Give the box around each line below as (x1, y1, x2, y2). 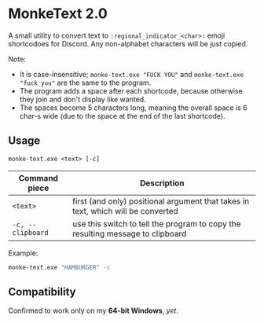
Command (18, 172, 59, 183)
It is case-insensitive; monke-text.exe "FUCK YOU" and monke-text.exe (19, 69, 244, 79)
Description (140, 178, 185, 189)
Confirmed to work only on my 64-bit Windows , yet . (8, 306, 179, 315)
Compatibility (8, 284, 76, 299)
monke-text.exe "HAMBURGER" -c (8, 263, 111, 271)
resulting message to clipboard (71, 228, 187, 239)
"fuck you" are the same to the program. (19, 78, 152, 87)
